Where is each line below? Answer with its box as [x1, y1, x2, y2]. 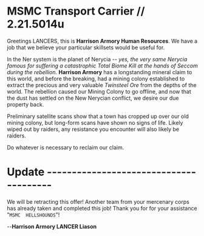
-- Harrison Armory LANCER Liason [7, 223, 97, 230]
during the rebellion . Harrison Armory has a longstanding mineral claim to [7, 68, 192, 75]
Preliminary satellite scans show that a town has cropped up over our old [7, 113, 189, 120]
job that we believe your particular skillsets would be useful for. [7, 44, 165, 51]
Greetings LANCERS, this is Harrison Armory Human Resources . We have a [7, 37, 198, 44]
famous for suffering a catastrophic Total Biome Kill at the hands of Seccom [7, 62, 198, 69]
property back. [7, 100, 44, 108]
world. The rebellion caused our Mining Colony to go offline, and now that [7, 88, 191, 95]
